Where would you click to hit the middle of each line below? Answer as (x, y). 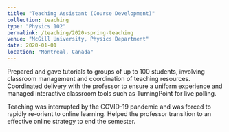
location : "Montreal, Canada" (51, 52)
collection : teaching (38, 20)
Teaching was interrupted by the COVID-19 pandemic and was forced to (109, 107)
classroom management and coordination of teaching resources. (99, 78)
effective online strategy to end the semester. (72, 121)
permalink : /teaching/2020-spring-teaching (70, 33)
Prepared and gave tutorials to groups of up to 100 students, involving (106, 71)
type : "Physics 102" (37, 26)
